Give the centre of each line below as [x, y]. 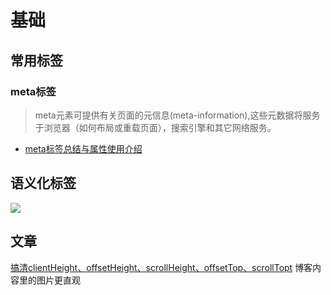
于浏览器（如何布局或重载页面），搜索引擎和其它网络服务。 [155, 127]
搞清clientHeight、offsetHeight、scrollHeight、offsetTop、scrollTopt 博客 [161, 267]
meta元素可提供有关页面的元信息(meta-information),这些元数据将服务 [177, 115]
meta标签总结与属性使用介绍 [83, 148]
